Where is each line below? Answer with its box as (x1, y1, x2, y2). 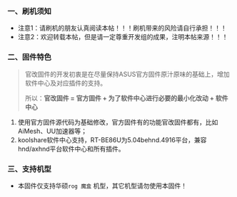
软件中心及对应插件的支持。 (24, 78, 107, 87)
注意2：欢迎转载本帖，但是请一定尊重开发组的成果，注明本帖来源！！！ (17, 33, 228, 41)
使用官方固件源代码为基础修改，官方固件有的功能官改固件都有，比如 (17, 117, 218, 126)
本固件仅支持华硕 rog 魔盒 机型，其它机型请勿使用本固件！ (17, 181, 188, 190)
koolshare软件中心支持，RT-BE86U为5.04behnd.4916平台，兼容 (17, 135, 207, 144)
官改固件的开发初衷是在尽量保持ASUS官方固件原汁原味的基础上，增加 (24, 70, 230, 78)
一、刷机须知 (7, 6, 52, 16)
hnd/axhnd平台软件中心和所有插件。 (17, 144, 125, 153)
